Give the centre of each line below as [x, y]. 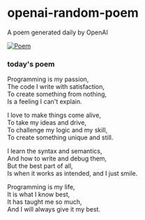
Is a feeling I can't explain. [45, 102]
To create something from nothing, [57, 94]
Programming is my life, [41, 187]
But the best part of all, [40, 166]
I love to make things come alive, [54, 115]
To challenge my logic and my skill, [58, 130]
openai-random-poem [73, 13]
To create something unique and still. [60, 137]
